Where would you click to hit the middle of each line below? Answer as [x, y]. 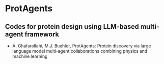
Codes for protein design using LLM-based [72, 27]
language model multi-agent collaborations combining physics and [80, 51]
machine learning [30, 56]
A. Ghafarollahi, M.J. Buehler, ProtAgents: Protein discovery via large [82, 46]
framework [42, 34]
